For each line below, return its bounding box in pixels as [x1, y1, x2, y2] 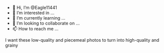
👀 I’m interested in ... [12, 10, 55, 16]
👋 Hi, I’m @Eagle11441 [12, 5, 57, 10]
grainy [5, 42, 18, 48]
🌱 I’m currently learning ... [12, 15, 66, 21]
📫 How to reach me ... [12, 26, 59, 31]
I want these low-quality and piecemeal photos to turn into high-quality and [5, 37, 160, 43]
